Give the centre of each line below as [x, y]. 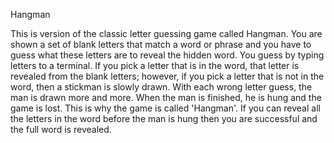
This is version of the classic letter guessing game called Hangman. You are [166, 33]
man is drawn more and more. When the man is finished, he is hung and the [166, 97]
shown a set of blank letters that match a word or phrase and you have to [161, 44]
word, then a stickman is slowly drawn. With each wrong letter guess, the [161, 87]
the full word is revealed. [61, 129]
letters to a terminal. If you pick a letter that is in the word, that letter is [155, 65]
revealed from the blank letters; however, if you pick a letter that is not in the [167, 76]
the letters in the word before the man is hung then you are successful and [164, 118]
